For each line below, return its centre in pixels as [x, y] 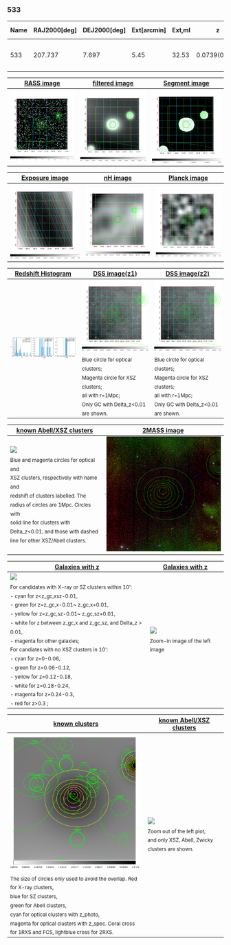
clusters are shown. [170, 849]
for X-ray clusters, [32, 888]
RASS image [42, 83]
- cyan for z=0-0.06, [35, 659]
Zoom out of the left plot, [177, 831]
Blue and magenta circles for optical [52, 460]
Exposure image [45, 178]
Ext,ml [181, 30]
